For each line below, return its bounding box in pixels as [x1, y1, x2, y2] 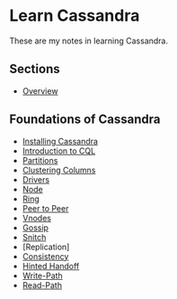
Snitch [22, 231, 47, 242]
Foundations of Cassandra [9, 112, 161, 127]
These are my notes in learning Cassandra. [9, 35, 169, 46]
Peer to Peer [22, 202, 69, 213]
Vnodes [22, 212, 52, 223]
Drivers [22, 173, 50, 185]
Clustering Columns [22, 164, 96, 175]
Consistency [22, 250, 69, 262]
